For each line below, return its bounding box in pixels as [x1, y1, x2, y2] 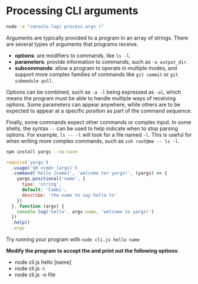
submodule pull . [14, 77, 54, 84]
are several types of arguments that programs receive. [6, 40, 138, 48]
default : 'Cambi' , [21, 187, 67, 193]
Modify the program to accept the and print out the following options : [6, 247, 179, 255]
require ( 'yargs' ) [6, 159, 49, 166]
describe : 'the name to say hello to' [21, 192, 117, 198]
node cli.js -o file [14, 271, 56, 278]
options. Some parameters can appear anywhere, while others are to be [6, 101, 181, 108]
